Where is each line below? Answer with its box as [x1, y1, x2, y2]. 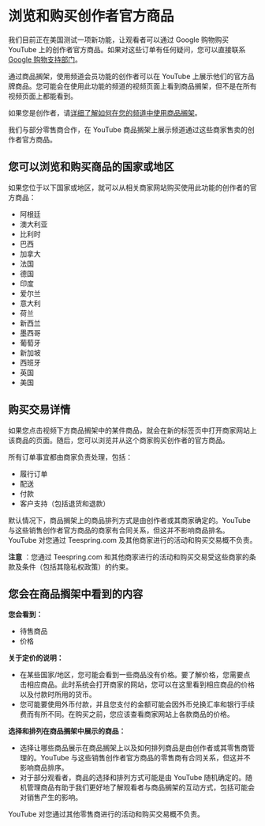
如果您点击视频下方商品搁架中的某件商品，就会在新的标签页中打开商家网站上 [8, 425, 257, 435]
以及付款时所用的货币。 [19, 690, 96, 699]
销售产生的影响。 [26, 793, 83, 802]
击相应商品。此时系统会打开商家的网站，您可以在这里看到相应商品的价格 [19, 680, 255, 689]
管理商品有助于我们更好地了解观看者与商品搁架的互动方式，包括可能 [26, 782, 248, 792]
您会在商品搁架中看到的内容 [8, 587, 144, 601]
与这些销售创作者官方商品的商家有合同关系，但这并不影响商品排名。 [8, 525, 230, 535]
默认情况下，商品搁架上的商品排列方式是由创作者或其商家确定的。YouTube [8, 515, 251, 525]
